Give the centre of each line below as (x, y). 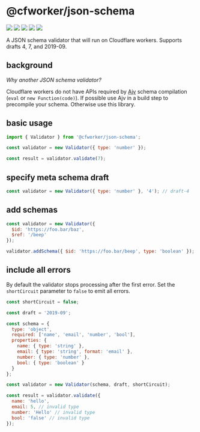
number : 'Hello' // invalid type (53, 412)
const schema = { (28, 324)
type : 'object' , (32, 329)
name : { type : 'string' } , (51, 346)
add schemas (32, 210)
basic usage (29, 123)
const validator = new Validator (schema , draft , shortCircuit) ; (88, 385)
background (29, 65)
